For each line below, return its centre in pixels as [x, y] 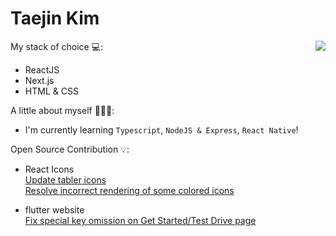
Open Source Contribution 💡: [70, 149]
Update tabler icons [65, 179]
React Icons [49, 169]
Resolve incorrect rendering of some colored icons [129, 190]
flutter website [54, 209]
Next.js [39, 80]
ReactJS [42, 69]
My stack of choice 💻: [57, 46]
